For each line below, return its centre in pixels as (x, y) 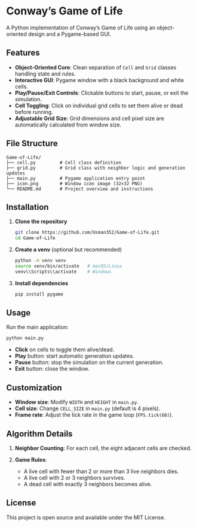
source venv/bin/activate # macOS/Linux (68, 266)
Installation (27, 207)
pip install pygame (39, 294)
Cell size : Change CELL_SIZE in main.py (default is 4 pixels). (87, 408)
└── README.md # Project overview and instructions (80, 189)
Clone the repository (41, 222)
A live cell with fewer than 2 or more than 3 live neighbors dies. (101, 471)
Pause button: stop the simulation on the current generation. (89, 362)
